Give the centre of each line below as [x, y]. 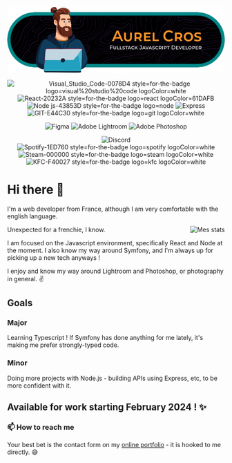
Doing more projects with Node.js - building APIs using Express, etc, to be [112, 378]
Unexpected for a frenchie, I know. [56, 229]
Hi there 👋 [36, 190]
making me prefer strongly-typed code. [63, 345]
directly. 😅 [23, 452]
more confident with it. [39, 385]
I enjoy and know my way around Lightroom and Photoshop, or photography [116, 271]
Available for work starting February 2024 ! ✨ [107, 407]
